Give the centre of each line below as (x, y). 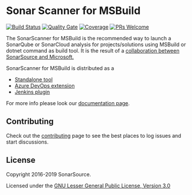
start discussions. (27, 142)
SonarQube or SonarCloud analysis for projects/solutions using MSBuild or (96, 44)
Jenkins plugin (32, 92)
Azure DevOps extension (44, 85)
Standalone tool (33, 79)
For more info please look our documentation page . (68, 103)
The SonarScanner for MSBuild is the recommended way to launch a (89, 38)
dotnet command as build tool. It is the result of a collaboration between (93, 50)
